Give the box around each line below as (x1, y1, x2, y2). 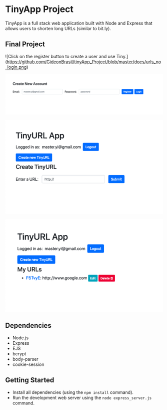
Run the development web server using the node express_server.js (12, 394, 152, 400)
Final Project (5, 40, 45, 49)
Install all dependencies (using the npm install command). (12, 389, 134, 395)
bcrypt (12, 350, 26, 357)
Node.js (12, 335, 29, 341)
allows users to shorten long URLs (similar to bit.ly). (5, 25, 111, 31)
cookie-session (12, 361, 44, 367)
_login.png (5, 64, 27, 70)
